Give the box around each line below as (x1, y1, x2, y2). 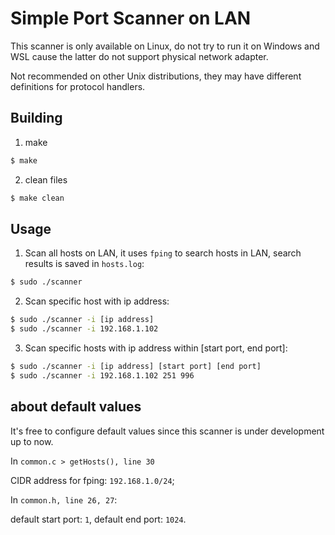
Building (10, 110, 63, 127)
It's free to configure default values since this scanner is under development (10, 425, 325, 437)
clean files (24, 173, 68, 186)
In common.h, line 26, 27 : (10, 493, 118, 506)
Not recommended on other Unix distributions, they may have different (10, 70, 302, 82)
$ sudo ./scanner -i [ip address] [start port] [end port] (10, 361, 262, 371)
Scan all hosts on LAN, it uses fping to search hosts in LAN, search (24, 247, 302, 259)
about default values (10, 398, 142, 416)
